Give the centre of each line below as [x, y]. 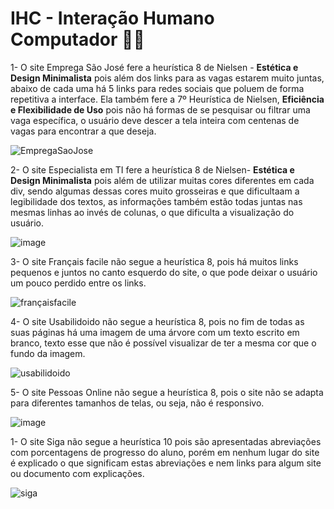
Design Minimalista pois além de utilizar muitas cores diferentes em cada [162, 180]
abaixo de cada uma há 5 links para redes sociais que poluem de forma [157, 88]
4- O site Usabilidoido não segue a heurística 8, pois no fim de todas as [157, 321]
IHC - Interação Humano [112, 18]
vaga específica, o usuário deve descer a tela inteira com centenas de [155, 120]
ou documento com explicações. [77, 473]
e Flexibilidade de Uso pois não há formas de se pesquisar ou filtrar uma [160, 109]
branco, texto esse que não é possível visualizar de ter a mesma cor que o [163, 343]
